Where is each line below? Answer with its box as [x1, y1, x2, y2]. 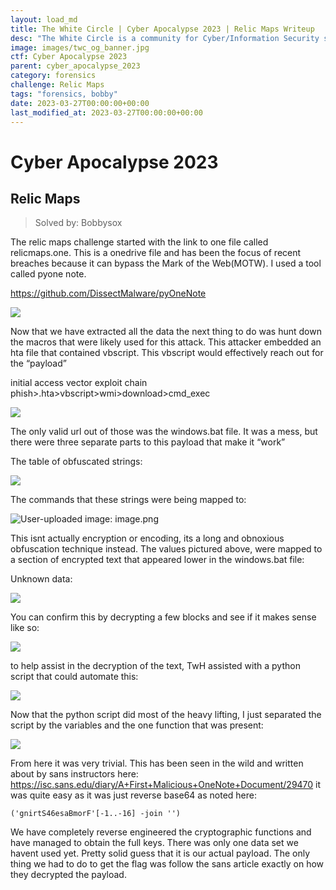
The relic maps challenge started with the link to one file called [10, 236, 269, 248]
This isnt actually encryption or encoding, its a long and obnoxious [10, 532, 285, 545]
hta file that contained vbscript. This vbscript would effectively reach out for [10, 347, 324, 359]
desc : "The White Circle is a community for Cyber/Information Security [10, 33, 320, 43]
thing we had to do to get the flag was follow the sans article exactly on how [10, 858, 325, 870]
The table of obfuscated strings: [10, 456, 143, 468]
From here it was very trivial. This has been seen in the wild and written [10, 757, 304, 770]
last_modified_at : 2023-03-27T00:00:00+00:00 [10, 107, 203, 118]
